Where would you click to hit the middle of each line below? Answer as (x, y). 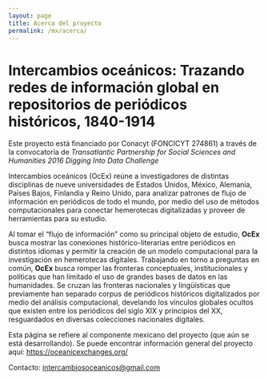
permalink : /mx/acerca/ (48, 30)
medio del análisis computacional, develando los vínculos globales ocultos (131, 302)
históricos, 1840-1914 (82, 121)
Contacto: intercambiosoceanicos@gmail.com (84, 368)
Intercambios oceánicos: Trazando (127, 70)
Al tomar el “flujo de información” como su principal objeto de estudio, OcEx (134, 234)
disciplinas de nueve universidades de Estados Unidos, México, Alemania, (130, 184)
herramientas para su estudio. (58, 219)
